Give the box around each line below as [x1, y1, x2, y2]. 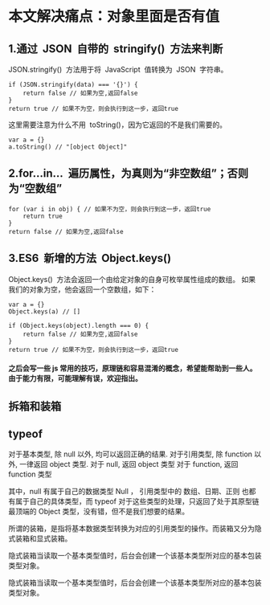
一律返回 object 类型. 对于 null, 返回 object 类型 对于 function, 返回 [18, 460, 239, 469]
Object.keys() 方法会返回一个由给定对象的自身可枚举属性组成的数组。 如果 [8, 274, 256, 284]
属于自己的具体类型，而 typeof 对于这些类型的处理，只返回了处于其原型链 [14, 497, 260, 506]
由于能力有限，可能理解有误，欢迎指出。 [8, 374, 142, 383]
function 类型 [8, 469, 52, 479]
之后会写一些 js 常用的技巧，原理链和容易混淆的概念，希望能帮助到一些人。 [8, 363, 257, 374]
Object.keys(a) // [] [8, 307, 81, 316]
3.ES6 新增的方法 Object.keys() [8, 251, 171, 265]
